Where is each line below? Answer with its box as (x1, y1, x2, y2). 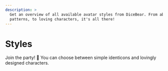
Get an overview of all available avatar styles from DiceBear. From (9, 12, 157, 17)
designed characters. (5, 60, 49, 66)
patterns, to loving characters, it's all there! (9, 16, 115, 21)
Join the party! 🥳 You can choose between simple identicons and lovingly (5, 54, 156, 60)
